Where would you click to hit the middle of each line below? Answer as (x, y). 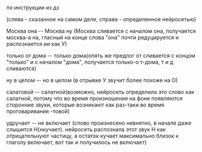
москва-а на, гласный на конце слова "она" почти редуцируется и (93, 37)
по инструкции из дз (33, 8)
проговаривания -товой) (38, 111)
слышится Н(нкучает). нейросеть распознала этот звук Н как (86, 129)
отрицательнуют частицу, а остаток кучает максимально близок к (93, 136)
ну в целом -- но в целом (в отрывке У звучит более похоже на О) (92, 80)
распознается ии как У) (37, 44)
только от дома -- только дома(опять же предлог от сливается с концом (101, 55)
